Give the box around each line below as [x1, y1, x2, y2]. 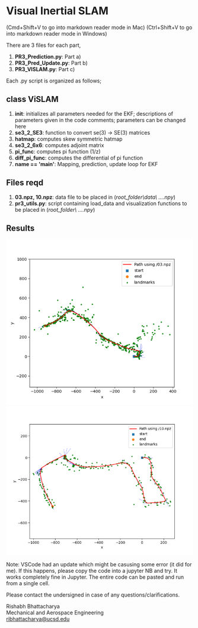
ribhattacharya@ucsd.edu [6, 615, 70, 622]
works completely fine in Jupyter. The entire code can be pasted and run [6, 573, 184, 581]
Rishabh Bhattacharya [6, 603, 60, 610]
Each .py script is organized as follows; [6, 77, 102, 84]
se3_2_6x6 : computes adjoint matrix [14, 141, 104, 149]
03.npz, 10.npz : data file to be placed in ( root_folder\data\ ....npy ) [14, 193, 176, 200]
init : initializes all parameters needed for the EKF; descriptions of [14, 110, 174, 117]
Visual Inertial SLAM [6, 4, 108, 18]
